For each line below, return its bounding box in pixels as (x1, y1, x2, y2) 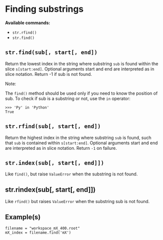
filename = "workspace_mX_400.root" (5, 226, 80, 231)
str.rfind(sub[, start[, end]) (5, 123, 101, 130)
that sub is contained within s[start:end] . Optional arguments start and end (5, 139, 158, 146)
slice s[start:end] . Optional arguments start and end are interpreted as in (5, 66, 155, 72)
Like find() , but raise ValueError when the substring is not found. (5, 171, 138, 177)
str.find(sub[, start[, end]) (5, 49, 98, 56)
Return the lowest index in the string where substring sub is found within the (5, 61, 159, 67)
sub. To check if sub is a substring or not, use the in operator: (5, 95, 131, 102)
